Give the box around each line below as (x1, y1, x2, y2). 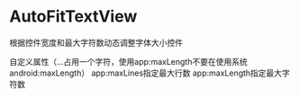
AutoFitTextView (9, 6, 138, 27)
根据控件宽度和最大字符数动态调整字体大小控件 (9, 37, 183, 48)
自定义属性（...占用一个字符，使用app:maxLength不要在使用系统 (9, 56, 248, 67)
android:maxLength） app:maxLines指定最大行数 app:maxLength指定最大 (9, 67, 283, 78)
